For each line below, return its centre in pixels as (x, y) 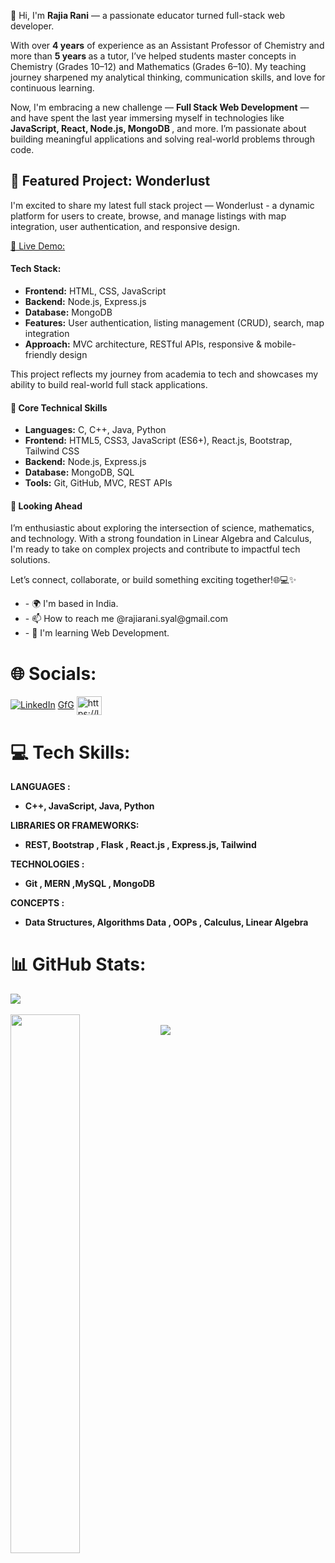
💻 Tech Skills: (70, 752)
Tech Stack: (36, 269)
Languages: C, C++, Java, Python (95, 430)
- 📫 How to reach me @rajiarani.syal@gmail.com (126, 619)
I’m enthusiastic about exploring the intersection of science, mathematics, (162, 528)
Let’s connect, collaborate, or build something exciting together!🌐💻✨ (153, 580)
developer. (32, 26)
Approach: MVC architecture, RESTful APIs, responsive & (143, 344)
